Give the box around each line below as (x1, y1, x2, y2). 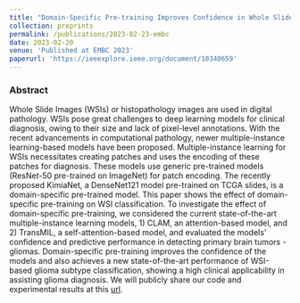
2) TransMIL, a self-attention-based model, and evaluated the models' (9, 227, 267, 238)
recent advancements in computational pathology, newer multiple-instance (9, 133, 286, 143)
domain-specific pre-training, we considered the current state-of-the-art (9, 209, 277, 219)
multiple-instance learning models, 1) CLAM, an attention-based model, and (9, 217, 287, 228)
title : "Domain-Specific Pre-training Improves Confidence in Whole (9, 12, 270, 22)
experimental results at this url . (9, 284, 123, 295)
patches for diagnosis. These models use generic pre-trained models (9, 161, 264, 172)
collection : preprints (9, 21, 94, 30)
